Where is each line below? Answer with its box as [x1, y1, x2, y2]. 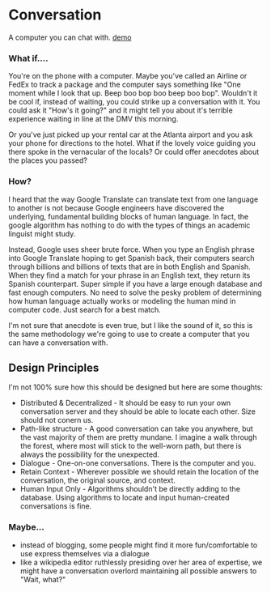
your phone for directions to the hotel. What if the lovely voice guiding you [8, 138, 256, 148]
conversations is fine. [19, 501, 92, 511]
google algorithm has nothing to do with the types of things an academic [8, 220, 251, 230]
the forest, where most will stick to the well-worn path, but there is [19, 441, 242, 451]
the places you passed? [8, 155, 87, 165]
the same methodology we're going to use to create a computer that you [8, 329, 250, 339]
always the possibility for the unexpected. [19, 449, 160, 459]
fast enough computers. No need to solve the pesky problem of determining [8, 287, 262, 297]
